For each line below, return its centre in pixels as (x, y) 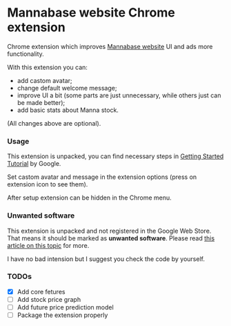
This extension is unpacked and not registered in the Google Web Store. (109, 231)
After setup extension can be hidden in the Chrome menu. (90, 198)
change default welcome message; (67, 88)
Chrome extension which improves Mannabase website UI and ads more (110, 46)
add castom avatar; (44, 80)
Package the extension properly (62, 315)
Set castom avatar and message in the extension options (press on (102, 177)
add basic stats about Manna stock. (68, 110)
